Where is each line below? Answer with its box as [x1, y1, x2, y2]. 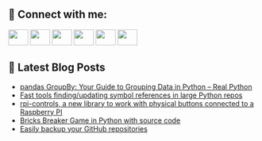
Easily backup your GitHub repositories [19, 124, 148, 133]
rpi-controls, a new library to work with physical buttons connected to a [19, 98, 254, 108]
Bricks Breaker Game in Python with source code [19, 116, 181, 125]
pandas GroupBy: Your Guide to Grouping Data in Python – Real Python [19, 82, 252, 91]
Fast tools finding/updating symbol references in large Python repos [19, 90, 243, 100]
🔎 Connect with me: [8, 8, 107, 21]
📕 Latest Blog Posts [8, 61, 106, 74]
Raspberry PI [19, 107, 63, 116]
